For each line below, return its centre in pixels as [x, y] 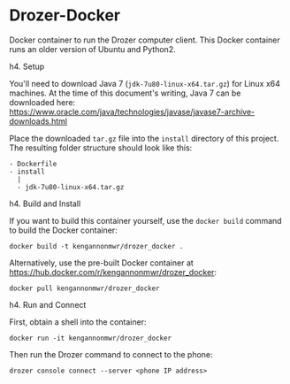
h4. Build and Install [45, 204]
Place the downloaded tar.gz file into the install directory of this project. [144, 138]
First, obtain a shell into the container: [78, 322]
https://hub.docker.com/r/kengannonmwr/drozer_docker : [113, 272]
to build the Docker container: [63, 230]
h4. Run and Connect [48, 304]
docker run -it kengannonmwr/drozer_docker [91, 338]
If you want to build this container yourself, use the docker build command [145, 220]
